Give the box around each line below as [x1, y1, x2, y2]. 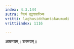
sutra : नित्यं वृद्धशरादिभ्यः [5, 12, 45, 17]
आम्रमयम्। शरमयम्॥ [5, 39, 37, 45]
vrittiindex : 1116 [5, 21, 43, 26]
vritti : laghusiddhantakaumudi [5, 16, 70, 21]
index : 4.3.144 [5, 7, 37, 12]
